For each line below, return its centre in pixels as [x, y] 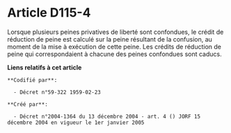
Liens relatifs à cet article [45, 67]
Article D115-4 [49, 13]
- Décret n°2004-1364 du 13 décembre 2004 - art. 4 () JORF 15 [107, 116]
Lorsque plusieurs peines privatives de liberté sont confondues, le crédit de [115, 32]
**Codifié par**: [32, 80]
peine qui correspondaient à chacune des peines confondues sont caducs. [114, 54]
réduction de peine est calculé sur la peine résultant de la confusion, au [110, 39]
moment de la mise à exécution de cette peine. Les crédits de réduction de [114, 46]
